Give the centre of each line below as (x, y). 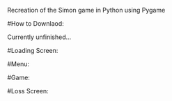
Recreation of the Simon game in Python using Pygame (86, 10)
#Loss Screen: (28, 91)
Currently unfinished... (39, 37)
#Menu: (18, 64)
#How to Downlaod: (36, 23)
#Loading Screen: (33, 50)
